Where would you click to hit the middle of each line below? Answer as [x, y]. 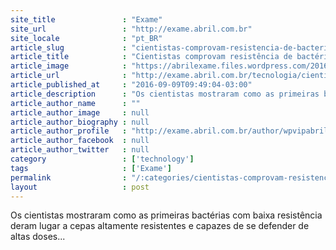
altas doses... [38, 237]
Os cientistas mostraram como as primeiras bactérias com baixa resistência [166, 215]
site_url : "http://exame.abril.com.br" [131, 29]
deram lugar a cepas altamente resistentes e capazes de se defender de [160, 226]
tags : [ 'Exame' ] [91, 168]
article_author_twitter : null [80, 150]
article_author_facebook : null [80, 141]
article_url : [69, 76]
